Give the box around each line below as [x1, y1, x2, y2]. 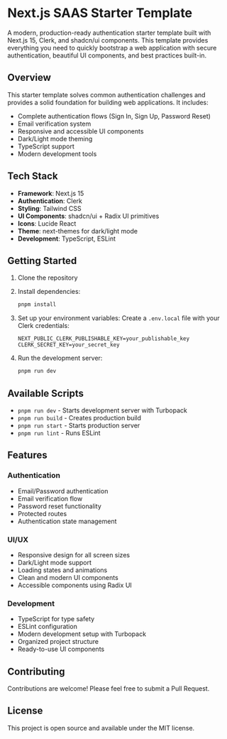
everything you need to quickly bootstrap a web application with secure [7, 43, 217, 52]
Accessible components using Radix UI [17, 581, 133, 589]
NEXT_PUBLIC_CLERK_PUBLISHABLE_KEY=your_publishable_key [17, 335, 190, 342]
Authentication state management [17, 517, 117, 525]
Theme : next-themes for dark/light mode [17, 226, 138, 235]
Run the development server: [17, 354, 103, 363]
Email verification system [17, 119, 92, 128]
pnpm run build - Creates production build [17, 413, 142, 422]
